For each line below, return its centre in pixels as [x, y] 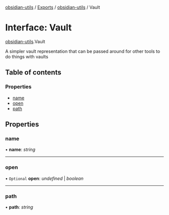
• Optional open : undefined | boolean [45, 178]
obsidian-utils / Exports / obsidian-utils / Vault [53, 7]
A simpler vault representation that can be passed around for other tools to [83, 51]
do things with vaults [27, 56]
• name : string [20, 150]
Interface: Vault [38, 28]
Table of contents [33, 73]
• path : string [19, 207]
